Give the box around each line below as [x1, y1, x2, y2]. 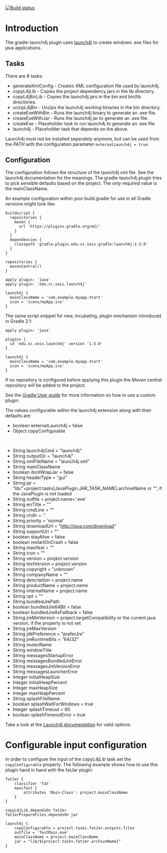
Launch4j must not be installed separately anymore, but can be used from [5, 135, 159, 142]
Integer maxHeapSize [12, 685, 58, 691]
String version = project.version [12, 555, 79, 561]
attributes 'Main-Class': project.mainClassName [23, 790, 128, 795]
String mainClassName [12, 463, 61, 469]
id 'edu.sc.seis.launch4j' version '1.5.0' [10, 341, 103, 346]
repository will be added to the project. [5, 382, 86, 388]
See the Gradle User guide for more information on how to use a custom [5, 392, 156, 398]
